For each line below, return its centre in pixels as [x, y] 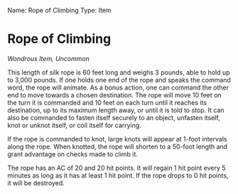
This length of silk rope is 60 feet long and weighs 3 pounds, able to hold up [119, 72]
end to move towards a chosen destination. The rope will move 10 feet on [114, 95]
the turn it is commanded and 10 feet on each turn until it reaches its [107, 102]
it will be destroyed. [36, 183]
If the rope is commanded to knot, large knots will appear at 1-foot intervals [117, 139]
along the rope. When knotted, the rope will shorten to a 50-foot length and [118, 146]
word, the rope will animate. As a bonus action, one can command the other [118, 87]
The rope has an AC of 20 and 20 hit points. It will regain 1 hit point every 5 [117, 168]
